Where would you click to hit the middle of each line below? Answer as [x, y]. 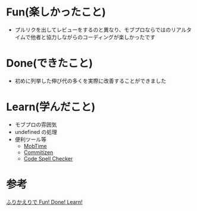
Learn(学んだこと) [51, 107]
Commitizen [38, 152]
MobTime [35, 146]
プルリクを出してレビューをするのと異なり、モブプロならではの [93, 30]
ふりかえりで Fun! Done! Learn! [45, 202]
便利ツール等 [30, 139]
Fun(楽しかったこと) [56, 12]
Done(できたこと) [50, 63]
